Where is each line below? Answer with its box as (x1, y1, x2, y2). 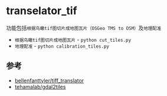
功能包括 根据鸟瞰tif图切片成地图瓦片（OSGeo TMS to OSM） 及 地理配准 (6, 24, 162, 31)
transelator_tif (6, 4, 78, 18)
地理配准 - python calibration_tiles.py (14, 42, 109, 49)
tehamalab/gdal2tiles (14, 83, 66, 90)
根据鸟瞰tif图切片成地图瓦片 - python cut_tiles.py (14, 36, 132, 43)
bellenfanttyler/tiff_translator (14, 77, 84, 84)
